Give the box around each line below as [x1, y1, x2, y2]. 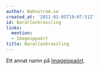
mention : [11, 30, 33, 36]
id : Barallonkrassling [6, 19, 61, 25]
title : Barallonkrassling [6, 41, 69, 47]
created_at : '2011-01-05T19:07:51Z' [6, 14, 95, 20]
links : [6, 24, 22, 31]
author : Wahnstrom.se [6, 8, 59, 15]
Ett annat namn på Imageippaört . [6, 57, 85, 64]
